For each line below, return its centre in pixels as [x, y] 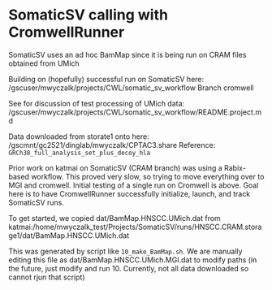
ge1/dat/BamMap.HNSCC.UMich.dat [69, 235]
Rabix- [235, 167]
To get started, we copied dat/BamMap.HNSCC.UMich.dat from [114, 218]
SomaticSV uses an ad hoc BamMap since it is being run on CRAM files [127, 54]
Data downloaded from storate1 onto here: [79, 136]
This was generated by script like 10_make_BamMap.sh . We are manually [125, 251]
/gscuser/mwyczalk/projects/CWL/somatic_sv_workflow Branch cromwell [131, 88]
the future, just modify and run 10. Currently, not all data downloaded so [129, 268]
